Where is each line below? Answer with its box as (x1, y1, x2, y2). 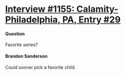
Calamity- (76, 3, 118, 15)
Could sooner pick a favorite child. (5, 64, 76, 70)
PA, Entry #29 (62, 14, 121, 25)
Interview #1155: (5, 3, 75, 15)
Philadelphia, (5, 14, 61, 25)
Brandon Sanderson (5, 53, 48, 59)
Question (5, 31, 25, 37)
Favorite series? (5, 42, 38, 48)
